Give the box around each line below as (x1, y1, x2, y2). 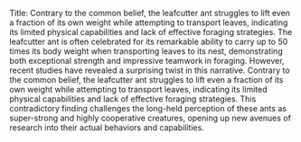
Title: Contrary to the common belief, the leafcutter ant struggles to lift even (9, 8, 291, 18)
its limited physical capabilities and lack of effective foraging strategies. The (9, 27, 293, 37)
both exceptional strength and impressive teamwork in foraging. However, (9, 56, 285, 66)
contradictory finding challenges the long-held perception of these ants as (9, 103, 287, 113)
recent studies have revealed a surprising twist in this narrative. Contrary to (9, 65, 291, 75)
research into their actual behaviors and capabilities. (9, 122, 205, 133)
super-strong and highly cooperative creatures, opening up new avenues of (9, 112, 292, 123)
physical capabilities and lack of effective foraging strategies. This (9, 93, 257, 104)
